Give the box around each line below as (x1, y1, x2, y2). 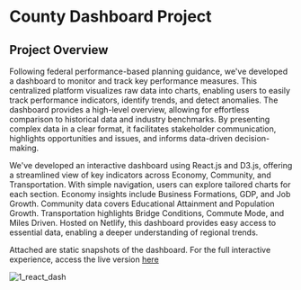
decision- (235, 133, 270, 143)
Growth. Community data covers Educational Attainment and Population (9, 198, 276, 209)
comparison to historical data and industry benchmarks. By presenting (9, 114, 270, 124)
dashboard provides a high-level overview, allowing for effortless (9, 104, 250, 114)
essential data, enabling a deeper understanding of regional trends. (9, 227, 259, 238)
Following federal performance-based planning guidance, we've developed (9, 66, 288, 77)
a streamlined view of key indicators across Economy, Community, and (9, 169, 271, 180)
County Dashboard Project (9, 6, 213, 27)
